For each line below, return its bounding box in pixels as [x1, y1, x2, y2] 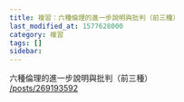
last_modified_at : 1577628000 [9, 22, 124, 31]
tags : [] [9, 38, 43, 48]
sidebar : [9, 47, 43, 56]
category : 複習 [9, 30, 64, 39]
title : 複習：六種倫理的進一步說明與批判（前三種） [9, 13, 179, 23]
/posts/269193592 [9, 83, 79, 94]
